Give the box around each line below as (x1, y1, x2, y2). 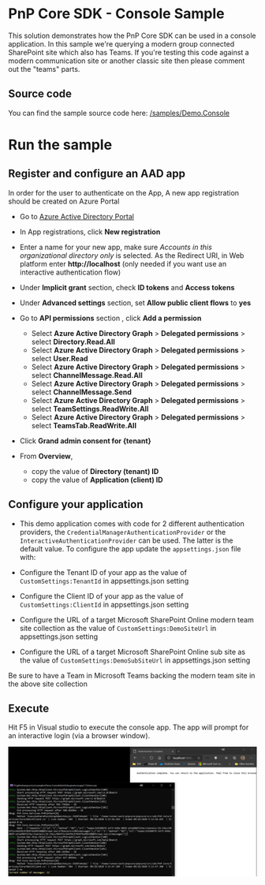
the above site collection (8, 679, 88, 689)
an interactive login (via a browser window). (8, 731, 151, 741)
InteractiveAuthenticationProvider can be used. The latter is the (19, 536, 234, 545)
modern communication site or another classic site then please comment (8, 56, 245, 65)
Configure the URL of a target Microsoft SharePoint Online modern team (19, 614, 254, 624)
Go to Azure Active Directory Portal (19, 211, 134, 221)
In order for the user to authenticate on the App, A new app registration (8, 188, 239, 197)
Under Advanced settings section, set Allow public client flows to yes (19, 297, 252, 308)
